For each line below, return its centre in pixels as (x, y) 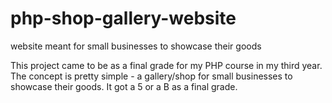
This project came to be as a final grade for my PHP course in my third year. (166, 65)
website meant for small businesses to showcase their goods (136, 46)
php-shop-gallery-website (123, 18)
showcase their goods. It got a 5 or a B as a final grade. (124, 86)
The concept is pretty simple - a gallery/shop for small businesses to (151, 76)
